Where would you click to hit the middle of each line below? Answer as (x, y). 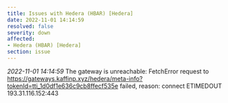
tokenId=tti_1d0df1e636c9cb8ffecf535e (63, 86)
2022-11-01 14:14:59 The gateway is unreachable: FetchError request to (108, 71)
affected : (21, 39)
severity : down (29, 33)
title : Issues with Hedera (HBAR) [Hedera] (70, 13)
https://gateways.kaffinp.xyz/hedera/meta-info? (75, 78)
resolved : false (30, 26)
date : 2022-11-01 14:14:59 (46, 20)
